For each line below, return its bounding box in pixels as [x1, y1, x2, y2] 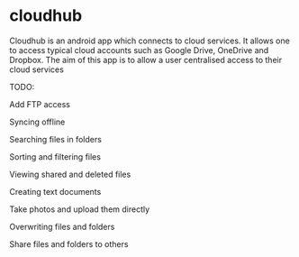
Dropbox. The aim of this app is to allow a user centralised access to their [9, 54, 282, 65]
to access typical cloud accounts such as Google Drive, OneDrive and [9, 44, 269, 55]
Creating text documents [9, 186, 102, 197]
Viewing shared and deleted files [9, 169, 131, 179]
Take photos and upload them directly [9, 204, 150, 215]
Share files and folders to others [9, 238, 129, 249]
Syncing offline [9, 116, 66, 127]
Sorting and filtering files [9, 151, 102, 162]
